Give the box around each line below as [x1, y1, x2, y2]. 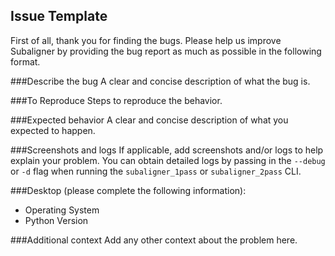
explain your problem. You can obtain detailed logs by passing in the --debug [10, 154, 326, 166]
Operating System [24, 204, 100, 216]
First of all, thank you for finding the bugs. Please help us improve [10, 34, 282, 46]
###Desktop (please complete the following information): [10, 184, 247, 196]
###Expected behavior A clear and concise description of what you [10, 114, 289, 126]
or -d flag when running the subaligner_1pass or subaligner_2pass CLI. [10, 165, 302, 177]
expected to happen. [10, 124, 96, 136]
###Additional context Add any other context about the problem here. [10, 234, 298, 246]
